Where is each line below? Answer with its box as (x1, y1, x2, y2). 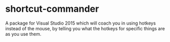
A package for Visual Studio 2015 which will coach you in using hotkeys (5, 20, 156, 26)
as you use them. (5, 31, 42, 37)
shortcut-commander (5, 3, 100, 15)
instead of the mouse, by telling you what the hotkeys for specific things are (5, 25, 165, 31)
